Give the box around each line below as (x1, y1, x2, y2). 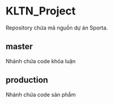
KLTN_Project (5, 4, 76, 18)
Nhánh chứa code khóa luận (5, 57, 76, 64)
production (5, 75, 49, 85)
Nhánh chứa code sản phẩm (5, 91, 76, 98)
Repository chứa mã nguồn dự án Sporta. (5, 24, 108, 31)
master (5, 41, 33, 52)
